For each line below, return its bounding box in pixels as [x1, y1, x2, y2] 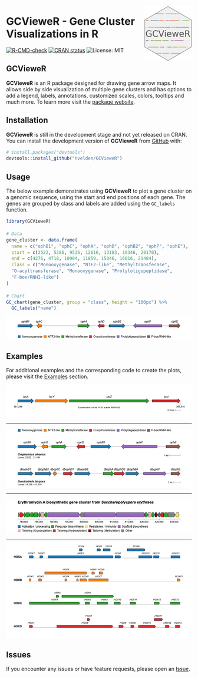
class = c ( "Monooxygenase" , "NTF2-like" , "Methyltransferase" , [11, 262, 170, 268]
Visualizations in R [6, 27, 99, 41]
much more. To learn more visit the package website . [6, 98, 136, 105]
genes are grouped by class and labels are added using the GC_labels [6, 200, 176, 207]
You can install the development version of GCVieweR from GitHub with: [6, 137, 182, 144]
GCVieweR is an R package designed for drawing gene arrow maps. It [6, 80, 177, 87]
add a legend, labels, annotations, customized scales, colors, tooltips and [6, 92, 184, 99]
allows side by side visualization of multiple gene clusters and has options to [6, 85, 192, 92]
